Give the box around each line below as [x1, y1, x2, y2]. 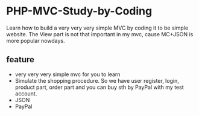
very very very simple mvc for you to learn [14, 71, 121, 78]
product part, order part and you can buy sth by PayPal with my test [14, 83, 184, 91]
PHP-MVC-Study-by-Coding [6, 4, 153, 18]
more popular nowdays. [6, 37, 65, 44]
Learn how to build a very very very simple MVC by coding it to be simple [6, 24, 189, 31]
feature [6, 54, 35, 65]
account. [14, 89, 37, 97]
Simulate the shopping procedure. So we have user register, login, [14, 77, 179, 84]
